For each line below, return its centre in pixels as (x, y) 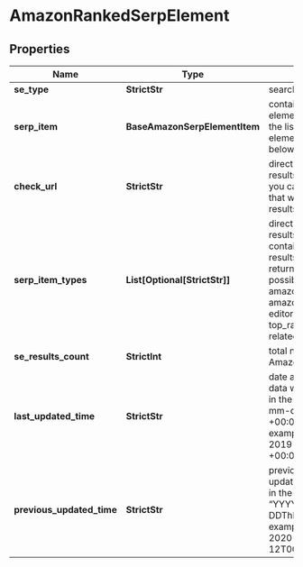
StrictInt (144, 357)
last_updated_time (55, 416)
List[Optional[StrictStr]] (178, 280)
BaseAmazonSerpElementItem (193, 127)
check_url (36, 186)
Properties (40, 49)
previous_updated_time (65, 510)
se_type (32, 89)
